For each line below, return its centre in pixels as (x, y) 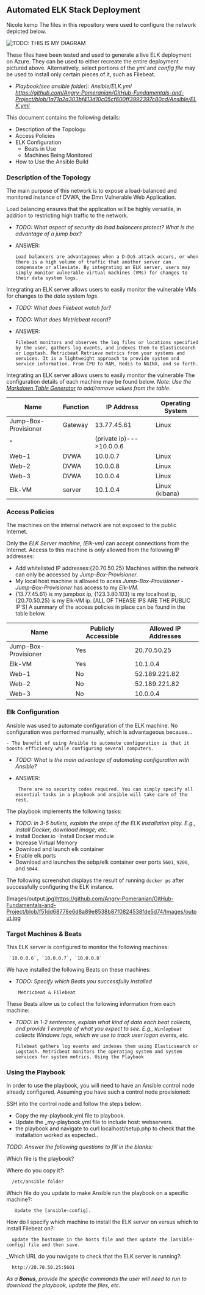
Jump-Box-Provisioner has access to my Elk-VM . (77, 587)
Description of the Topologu (50, 129)
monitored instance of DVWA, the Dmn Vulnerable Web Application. (91, 197)
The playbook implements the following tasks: (64, 811)
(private (106, 439)
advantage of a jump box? (49, 234)
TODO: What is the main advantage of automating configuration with (102, 759)
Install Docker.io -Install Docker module (65, 836)
